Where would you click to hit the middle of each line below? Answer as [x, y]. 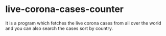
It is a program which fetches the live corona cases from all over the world [84, 23]
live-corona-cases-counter [65, 9]
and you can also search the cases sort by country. [59, 28]
